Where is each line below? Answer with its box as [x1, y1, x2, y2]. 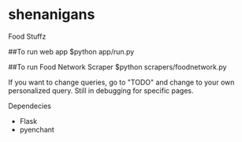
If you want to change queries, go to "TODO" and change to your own [8, 77, 235, 87]
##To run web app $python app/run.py [8, 47, 135, 56]
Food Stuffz [8, 32, 47, 41]
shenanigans [8, 6, 95, 24]
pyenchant [19, 125, 55, 134]
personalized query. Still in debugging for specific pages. [8, 85, 194, 95]
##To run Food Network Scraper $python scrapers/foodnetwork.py [8, 62, 227, 72]
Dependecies [8, 101, 51, 110]
